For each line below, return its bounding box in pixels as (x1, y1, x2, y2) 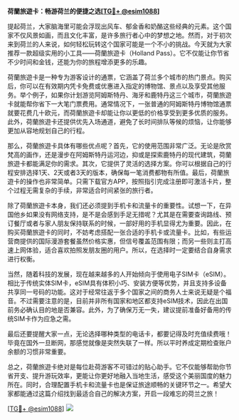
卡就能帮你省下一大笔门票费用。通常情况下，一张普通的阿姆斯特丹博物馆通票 (7, 100, 232, 108)
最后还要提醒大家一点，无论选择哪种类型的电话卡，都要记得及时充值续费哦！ (7, 329, 232, 338)
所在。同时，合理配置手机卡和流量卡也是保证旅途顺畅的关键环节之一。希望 (7, 381, 225, 389)
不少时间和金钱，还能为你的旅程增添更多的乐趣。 (7, 58, 151, 66)
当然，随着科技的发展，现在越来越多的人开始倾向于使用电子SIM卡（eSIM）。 (7, 270, 230, 278)
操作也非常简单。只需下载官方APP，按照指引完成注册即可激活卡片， (26, 178, 225, 185)
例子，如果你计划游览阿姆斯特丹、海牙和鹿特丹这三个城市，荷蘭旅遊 (31, 91, 232, 99)
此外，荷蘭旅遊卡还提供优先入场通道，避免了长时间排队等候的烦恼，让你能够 (7, 118, 232, 126)
